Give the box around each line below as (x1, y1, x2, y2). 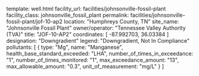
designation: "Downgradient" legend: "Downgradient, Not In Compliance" (6, 37, 190, 44)
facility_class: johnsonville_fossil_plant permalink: (6, 11, 129, 19)
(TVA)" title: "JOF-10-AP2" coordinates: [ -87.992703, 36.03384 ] (6, 31, 169, 38)
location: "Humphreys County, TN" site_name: (63, 18, 179, 25)
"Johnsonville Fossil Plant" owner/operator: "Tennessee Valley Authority (6, 24, 186, 31)
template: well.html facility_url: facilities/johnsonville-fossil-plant (6, 5, 166, 12)
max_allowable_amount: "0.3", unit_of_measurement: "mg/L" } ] (6, 63, 164, 70)
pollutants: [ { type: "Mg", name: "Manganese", (6, 43, 123, 51)
